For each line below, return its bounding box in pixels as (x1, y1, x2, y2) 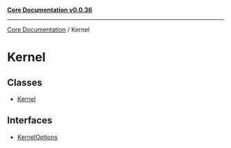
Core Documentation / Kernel (7, 25, 90, 34)
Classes (7, 77, 43, 88)
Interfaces (7, 114, 53, 126)
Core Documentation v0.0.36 (7, 6, 93, 14)
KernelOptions (16, 133, 58, 141)
